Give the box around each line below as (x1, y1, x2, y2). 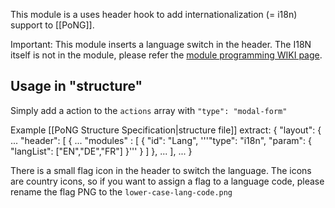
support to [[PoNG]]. (10, 19, 95, 31)
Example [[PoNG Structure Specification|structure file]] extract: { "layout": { (10, 124, 322, 136)
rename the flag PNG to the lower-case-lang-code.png (10, 185, 233, 198)
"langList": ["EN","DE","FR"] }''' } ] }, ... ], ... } (10, 145, 193, 157)
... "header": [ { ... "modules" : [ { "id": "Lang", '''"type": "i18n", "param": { (10, 134, 312, 146)
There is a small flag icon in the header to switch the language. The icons (10, 164, 312, 176)
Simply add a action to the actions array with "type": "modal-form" (10, 104, 288, 116)
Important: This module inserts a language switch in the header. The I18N (10, 39, 312, 50)
